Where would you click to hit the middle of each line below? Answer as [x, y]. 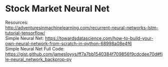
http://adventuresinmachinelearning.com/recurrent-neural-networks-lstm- [82, 27]
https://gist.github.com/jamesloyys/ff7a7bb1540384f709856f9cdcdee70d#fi [84, 54]
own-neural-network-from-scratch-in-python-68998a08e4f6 [69, 43]
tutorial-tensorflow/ [25, 33]
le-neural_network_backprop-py [38, 59]
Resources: [17, 22]
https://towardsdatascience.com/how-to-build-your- [99, 38]
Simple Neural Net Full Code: [35, 49]
